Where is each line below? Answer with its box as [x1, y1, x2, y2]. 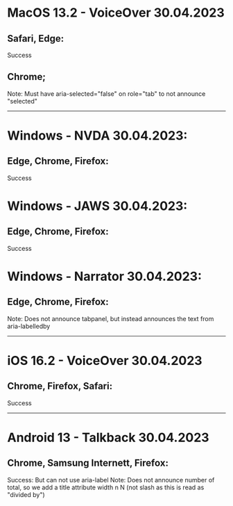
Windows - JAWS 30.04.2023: [7, 198, 188, 213]
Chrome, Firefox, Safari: [7, 380, 113, 392]
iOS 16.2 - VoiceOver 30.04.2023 [7, 353, 202, 368]
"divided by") [7, 490, 45, 498]
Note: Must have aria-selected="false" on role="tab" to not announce [7, 89, 206, 98]
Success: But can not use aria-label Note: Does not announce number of [7, 475, 215, 484]
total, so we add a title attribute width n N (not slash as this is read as [7, 483, 205, 491]
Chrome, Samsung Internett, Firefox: [7, 457, 169, 469]
